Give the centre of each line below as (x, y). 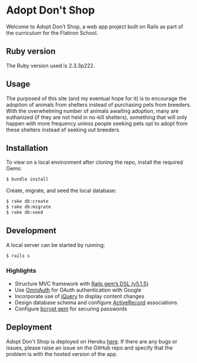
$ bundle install (27, 179)
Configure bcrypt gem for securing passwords (71, 308)
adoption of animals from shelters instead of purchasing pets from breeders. (99, 104)
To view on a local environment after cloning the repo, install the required (95, 162)
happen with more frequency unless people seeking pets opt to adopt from (97, 123)
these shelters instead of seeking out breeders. (63, 130)
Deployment (29, 327)
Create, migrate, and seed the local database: (61, 191)
